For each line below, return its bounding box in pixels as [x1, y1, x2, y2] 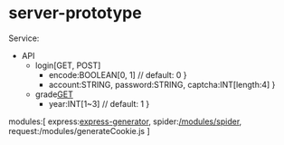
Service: [8, 33, 40, 43]
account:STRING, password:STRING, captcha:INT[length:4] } [48, 79, 276, 90]
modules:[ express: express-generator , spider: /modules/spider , [8, 116, 242, 127]
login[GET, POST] [34, 60, 101, 71]
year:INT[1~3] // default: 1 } [48, 98, 150, 109]
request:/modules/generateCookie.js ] [8, 125, 150, 136]
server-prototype [8, 3, 142, 24]
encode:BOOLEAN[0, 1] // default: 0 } [48, 69, 187, 80]
